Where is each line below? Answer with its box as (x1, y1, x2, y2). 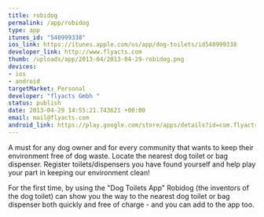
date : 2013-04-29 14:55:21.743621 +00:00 (8, 107, 146, 115)
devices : (8, 63, 37, 71)
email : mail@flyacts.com (8, 114, 90, 122)
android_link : (8, 121, 55, 129)
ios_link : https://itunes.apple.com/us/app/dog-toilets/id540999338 (8, 41, 237, 49)
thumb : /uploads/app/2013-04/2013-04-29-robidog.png (8, 56, 185, 64)
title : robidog (8, 11, 58, 20)
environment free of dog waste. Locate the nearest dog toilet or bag (8, 151, 229, 160)
